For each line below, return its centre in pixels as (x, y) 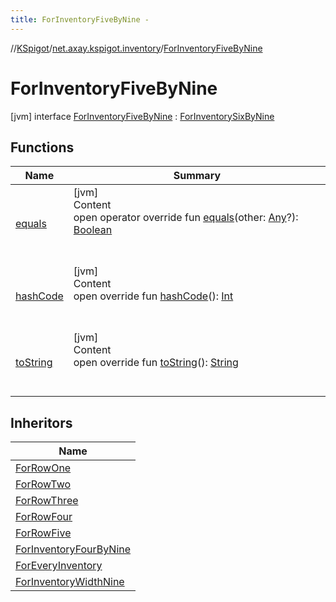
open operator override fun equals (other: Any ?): (186, 218)
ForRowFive (43, 533)
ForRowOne (43, 468)
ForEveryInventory (59, 566)
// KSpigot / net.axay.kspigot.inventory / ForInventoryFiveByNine (136, 48)
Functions (42, 147)
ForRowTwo (43, 484)
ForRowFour (44, 517)
